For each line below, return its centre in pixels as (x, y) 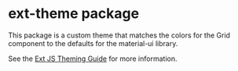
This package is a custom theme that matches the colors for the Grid (119, 35)
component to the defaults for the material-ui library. (93, 43)
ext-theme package (74, 14)
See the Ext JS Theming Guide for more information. (93, 59)
